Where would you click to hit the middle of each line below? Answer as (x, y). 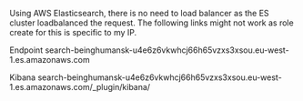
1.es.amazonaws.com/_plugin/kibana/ (80, 87)
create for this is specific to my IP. (73, 32)
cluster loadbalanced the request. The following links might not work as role (151, 23)
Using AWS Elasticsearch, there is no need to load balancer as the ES (140, 13)
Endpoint (26, 50)
